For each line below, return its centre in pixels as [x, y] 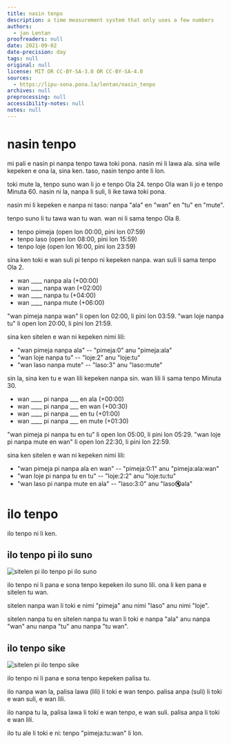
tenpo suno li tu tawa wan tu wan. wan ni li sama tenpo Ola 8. [94, 218]
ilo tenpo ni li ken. [32, 533]
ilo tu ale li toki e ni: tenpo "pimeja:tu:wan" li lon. [75, 733]
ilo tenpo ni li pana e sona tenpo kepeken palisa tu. [79, 678]
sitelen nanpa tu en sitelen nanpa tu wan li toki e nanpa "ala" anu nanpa [109, 619]
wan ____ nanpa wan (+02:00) [59, 288]
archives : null [29, 91]
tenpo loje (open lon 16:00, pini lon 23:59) [76, 246]
